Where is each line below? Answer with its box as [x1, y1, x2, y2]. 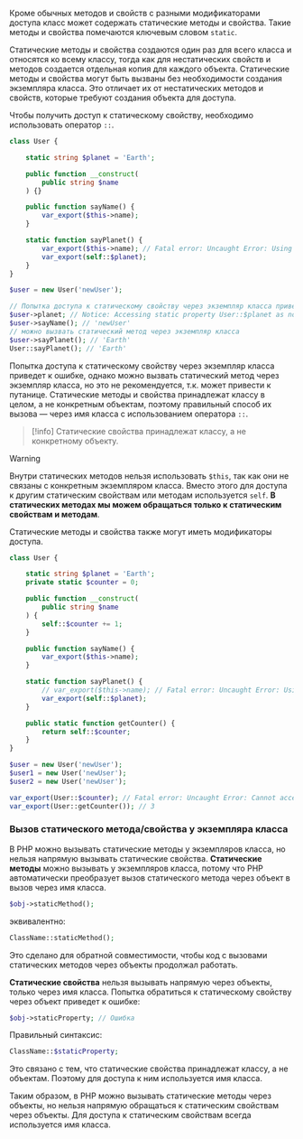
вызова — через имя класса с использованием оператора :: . [9, 408, 249, 419]
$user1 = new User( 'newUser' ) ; [9, 769, 127, 778]
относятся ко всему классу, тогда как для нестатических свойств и [9, 54, 271, 64]
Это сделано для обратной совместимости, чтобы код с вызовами [9, 949, 268, 960]
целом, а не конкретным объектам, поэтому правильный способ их [9, 398, 272, 409]
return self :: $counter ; [41, 727, 131, 736]
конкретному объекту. [31, 435, 119, 446]
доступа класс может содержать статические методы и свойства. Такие [9, 17, 291, 28]
